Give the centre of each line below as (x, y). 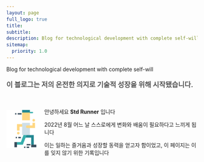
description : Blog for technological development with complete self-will (103, 39)
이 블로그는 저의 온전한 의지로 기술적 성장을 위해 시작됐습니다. (100, 85)
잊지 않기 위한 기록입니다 (80, 153)
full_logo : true (27, 19)
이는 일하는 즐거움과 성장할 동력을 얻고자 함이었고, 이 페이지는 (117, 145)
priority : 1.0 (29, 52)
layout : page (23, 13)
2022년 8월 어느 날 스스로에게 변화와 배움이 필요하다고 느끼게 (117, 125)
